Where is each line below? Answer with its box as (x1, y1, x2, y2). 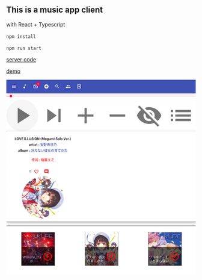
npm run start (6, 45, 42, 51)
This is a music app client (6, 5, 103, 15)
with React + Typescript (6, 20, 66, 28)
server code (6, 55, 37, 63)
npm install (6, 33, 36, 40)
